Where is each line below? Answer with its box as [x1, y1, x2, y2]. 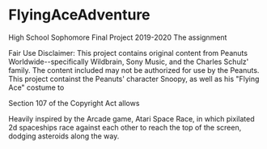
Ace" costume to [8, 83, 65, 92]
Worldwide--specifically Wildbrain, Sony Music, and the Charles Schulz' [8, 57, 249, 66]
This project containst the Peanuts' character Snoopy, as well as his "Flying [8, 74, 260, 83]
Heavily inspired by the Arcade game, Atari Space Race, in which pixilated [8, 113, 255, 123]
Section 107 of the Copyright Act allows [8, 98, 140, 108]
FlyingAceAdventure [8, 6, 151, 24]
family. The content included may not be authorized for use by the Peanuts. [8, 65, 260, 74]
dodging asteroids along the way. [8, 131, 120, 141]
